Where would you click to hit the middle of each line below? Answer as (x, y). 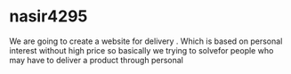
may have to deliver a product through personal (97, 60)
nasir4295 (48, 16)
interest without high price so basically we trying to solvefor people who (141, 50)
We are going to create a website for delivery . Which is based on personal (146, 41)
